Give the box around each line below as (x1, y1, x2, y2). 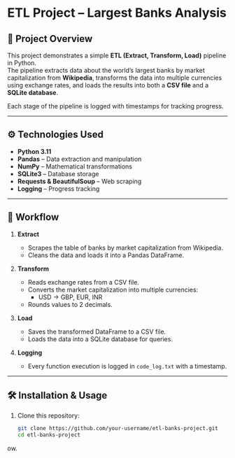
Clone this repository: (17, 411, 80, 420)
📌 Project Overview (7, 33, 93, 45)
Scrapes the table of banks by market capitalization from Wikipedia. (27, 243, 224, 252)
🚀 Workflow (7, 211, 59, 223)
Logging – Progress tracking (17, 184, 100, 193)
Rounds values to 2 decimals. (27, 300, 113, 308)
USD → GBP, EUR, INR (38, 292, 103, 301)
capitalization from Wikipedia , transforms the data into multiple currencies (7, 73, 222, 82)
